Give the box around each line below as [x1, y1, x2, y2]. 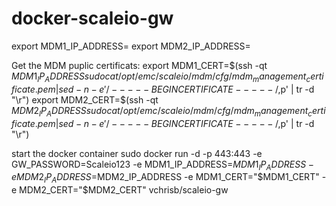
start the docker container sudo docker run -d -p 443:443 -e [11, 147, 263, 159]
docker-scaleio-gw [11, 7, 174, 30]
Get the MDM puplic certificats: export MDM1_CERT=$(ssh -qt [11, 59, 268, 71]
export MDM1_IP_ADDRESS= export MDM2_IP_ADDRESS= [11, 40, 251, 52]
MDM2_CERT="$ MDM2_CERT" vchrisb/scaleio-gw [19, 184, 229, 196]
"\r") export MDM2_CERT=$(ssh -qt [11, 93, 159, 106]
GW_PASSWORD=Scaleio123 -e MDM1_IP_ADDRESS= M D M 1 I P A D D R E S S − [11, 158, 314, 172]
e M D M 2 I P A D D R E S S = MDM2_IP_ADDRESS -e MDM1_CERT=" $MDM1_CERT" [11, 171, 320, 186]
